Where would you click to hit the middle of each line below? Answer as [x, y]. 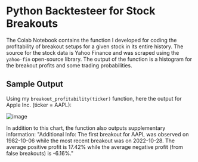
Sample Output [35, 84]
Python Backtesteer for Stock [81, 11]
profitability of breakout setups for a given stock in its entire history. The [95, 46]
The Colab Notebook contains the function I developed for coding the [92, 40]
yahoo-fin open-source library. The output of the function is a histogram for [99, 59]
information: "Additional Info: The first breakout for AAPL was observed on [98, 134]
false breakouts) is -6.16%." [40, 153]
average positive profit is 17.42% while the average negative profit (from [95, 147]
